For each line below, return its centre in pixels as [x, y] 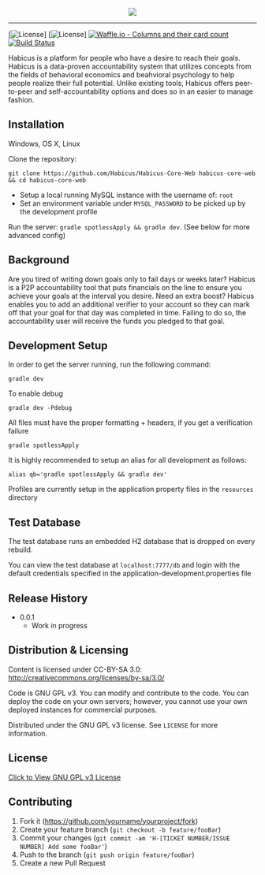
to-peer [21, 91]
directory [23, 497]
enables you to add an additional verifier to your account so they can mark [129, 304]
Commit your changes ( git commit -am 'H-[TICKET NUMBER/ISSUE [125, 838]
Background [39, 260]
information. [28, 733]
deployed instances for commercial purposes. [83, 709]
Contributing [40, 802]
